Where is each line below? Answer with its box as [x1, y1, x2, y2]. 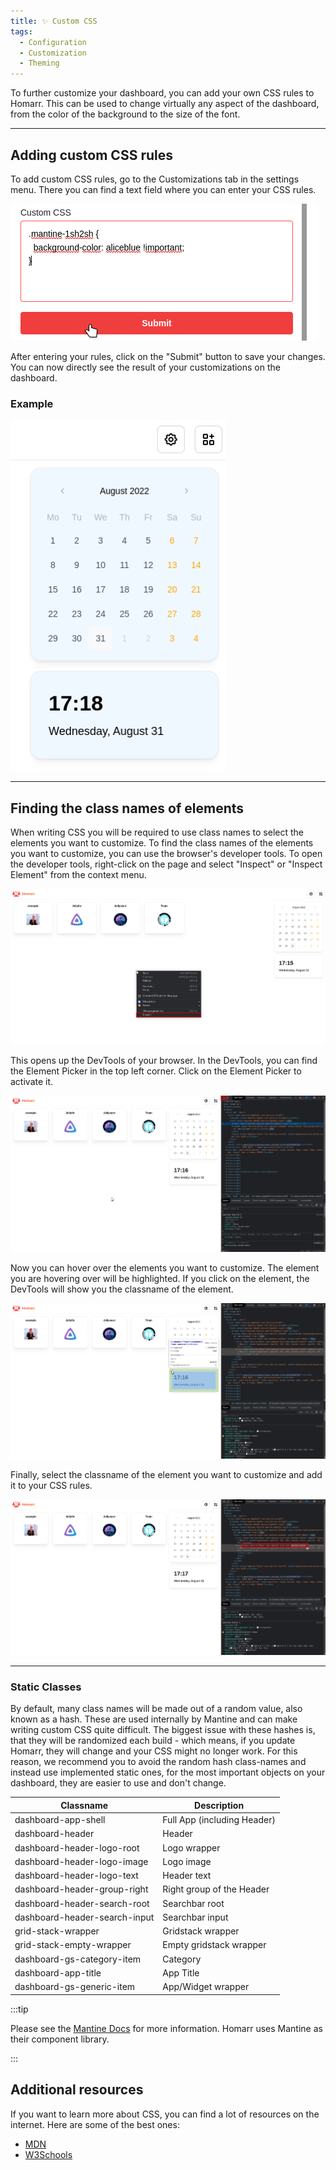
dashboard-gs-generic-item [14, 1981, 136, 1993]
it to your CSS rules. [10, 1479, 93, 1491]
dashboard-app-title [14, 1966, 102, 1979]
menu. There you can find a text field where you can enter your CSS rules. [10, 183, 317, 195]
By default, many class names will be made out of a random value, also [10, 1703, 303, 1715]
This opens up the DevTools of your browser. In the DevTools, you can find [10, 1055, 318, 1067]
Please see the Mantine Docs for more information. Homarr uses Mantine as [10, 2022, 323, 2034]
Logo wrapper [162, 1841, 221, 1854]
